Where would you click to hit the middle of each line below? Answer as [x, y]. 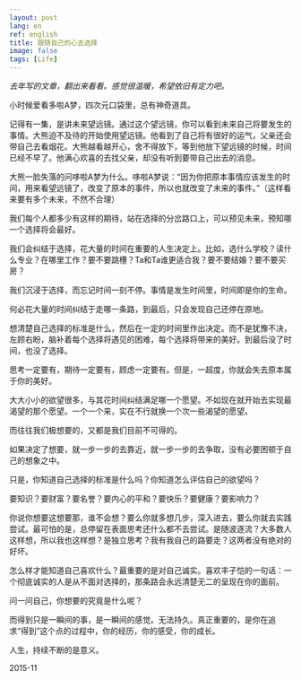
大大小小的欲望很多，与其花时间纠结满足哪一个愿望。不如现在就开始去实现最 [150, 400]
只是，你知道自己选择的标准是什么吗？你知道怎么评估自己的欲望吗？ [135, 479]
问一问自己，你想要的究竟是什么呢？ [76, 601]
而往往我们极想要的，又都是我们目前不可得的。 [95, 430]
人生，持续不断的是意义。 [56, 650]
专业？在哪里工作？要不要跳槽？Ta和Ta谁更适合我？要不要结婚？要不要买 [151, 260]
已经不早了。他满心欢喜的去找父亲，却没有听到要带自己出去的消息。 [135, 157]
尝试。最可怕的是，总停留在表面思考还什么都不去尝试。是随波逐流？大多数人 [150, 529]
